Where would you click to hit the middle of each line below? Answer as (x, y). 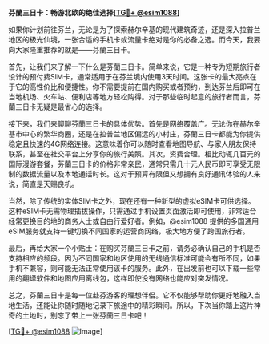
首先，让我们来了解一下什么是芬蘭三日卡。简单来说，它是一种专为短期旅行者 (134, 67)
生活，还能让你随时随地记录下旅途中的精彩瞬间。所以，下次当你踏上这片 (134, 305)
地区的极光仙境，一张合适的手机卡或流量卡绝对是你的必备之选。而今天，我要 (134, 40)
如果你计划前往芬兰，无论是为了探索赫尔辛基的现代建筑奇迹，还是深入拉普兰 (134, 30)
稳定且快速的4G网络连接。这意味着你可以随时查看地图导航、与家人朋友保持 (132, 144)
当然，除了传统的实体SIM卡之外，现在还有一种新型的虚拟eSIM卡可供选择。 (132, 201)
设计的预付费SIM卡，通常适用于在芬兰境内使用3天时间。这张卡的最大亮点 (129, 77)
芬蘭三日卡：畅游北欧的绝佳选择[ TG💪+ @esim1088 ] (94, 12)
